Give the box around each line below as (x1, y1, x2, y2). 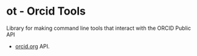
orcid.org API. (15, 43, 50, 50)
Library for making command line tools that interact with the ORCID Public (6, 24, 192, 32)
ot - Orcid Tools (6, 4, 86, 18)
